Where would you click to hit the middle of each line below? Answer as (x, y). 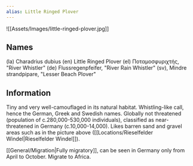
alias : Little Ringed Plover (42, 12)
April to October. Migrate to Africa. (49, 157)
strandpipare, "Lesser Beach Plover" (51, 74)
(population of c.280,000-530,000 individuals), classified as (80, 120)
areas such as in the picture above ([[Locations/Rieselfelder (80, 133)
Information (29, 93)
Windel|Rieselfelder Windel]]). (43, 139)
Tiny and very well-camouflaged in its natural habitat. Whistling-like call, (95, 107)
